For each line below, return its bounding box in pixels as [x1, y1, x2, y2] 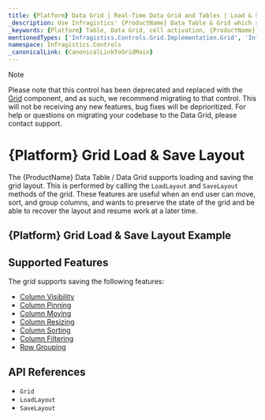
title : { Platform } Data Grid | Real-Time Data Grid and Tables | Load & [8, 11, 252, 20]
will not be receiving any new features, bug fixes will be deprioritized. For [8, 102, 246, 111]
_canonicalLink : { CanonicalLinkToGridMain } [8, 48, 154, 56]
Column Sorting [19, 325, 71, 336]
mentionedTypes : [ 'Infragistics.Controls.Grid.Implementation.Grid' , [8, 33, 242, 42]
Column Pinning [19, 301, 72, 310]
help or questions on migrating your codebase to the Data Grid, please [8, 111, 237, 119]
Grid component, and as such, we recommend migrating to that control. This [8, 94, 257, 103]
